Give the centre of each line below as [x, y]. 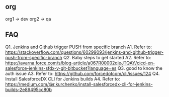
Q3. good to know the [140, 68]
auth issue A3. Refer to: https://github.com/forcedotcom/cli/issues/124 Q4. [82, 73]
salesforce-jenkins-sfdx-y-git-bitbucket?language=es [61, 68]
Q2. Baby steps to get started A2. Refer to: [107, 57]
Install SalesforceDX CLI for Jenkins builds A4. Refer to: [63, 79]
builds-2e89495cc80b [28, 89]
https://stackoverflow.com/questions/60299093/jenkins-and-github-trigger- [84, 52]
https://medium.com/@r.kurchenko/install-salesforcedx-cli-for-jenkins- [79, 84]
